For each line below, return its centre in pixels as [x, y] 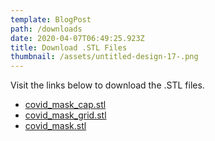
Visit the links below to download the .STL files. [107, 85]
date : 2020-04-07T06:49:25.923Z [77, 38]
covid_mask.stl [55, 126]
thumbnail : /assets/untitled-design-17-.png [104, 57]
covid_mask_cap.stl [65, 105]
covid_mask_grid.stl [65, 115]
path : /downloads [46, 29]
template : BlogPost [51, 19]
